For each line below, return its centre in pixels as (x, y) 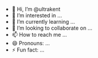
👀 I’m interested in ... (37, 15)
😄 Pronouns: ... (31, 43)
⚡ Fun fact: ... (28, 50)
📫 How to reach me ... (39, 35)
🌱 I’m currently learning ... (43, 22)
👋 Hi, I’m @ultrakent (36, 9)
